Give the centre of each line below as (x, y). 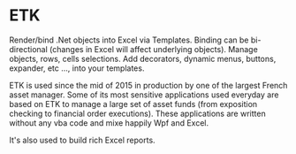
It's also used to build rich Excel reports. (83, 140)
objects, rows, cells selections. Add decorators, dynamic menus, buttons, (143, 58)
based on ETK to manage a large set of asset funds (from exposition (133, 104)
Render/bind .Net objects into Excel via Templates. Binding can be (129, 40)
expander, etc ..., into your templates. (77, 68)
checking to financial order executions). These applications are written (138, 113)
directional (29, 49)
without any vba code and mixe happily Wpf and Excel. (109, 123)
